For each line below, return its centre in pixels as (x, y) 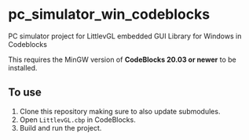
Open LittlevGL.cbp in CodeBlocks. (77, 120)
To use (25, 93)
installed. (23, 67)
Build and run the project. (60, 127)
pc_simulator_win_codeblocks (109, 14)
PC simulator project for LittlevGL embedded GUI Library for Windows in (125, 36)
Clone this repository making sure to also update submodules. (120, 111)
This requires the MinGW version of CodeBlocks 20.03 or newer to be (123, 59)
